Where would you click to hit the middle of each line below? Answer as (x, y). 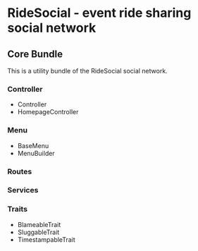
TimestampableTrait (46, 239)
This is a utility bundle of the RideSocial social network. (87, 71)
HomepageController (48, 112)
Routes (20, 171)
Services (23, 190)
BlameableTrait (39, 224)
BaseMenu (33, 145)
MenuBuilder (36, 153)
